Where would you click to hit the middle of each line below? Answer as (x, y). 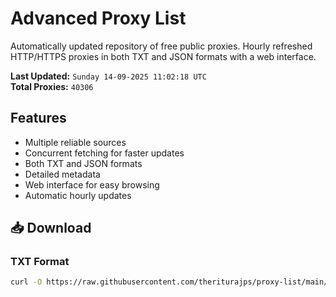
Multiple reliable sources (75, 142)
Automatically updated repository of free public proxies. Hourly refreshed (161, 46)
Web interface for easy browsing (92, 184)
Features (38, 118)
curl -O (26, 282)
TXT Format (40, 262)
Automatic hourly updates (78, 195)
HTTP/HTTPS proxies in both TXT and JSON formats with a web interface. (163, 56)
